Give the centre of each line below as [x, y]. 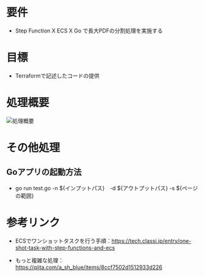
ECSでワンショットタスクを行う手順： [63, 241]
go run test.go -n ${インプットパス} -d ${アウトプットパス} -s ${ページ [107, 188]
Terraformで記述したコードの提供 [57, 76]
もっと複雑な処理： [39, 260]
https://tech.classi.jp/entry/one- [151, 241]
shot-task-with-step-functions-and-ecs [65, 248]
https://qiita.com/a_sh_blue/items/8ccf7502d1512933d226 [89, 267]
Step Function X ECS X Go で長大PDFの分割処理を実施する [89, 31]
